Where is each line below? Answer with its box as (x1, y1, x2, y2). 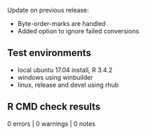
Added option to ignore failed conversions (17, 27, 139, 35)
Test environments (7, 47, 91, 59)
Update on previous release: (7, 6, 89, 14)
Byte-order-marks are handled (17, 20, 107, 27)
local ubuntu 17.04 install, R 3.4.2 (17, 66, 113, 74)
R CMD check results (7, 101, 101, 113)
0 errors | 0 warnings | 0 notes (7, 119, 96, 128)
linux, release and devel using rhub (17, 80, 119, 89)
